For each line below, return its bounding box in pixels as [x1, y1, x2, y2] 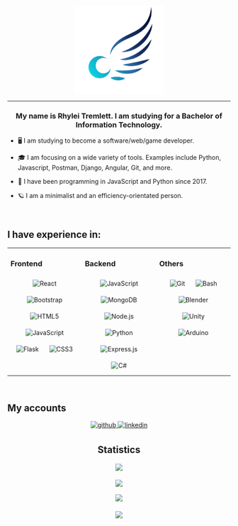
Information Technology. [75, 119, 163, 129]
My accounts [7, 402, 67, 415]
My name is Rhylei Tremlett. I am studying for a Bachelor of [15, 111, 223, 121]
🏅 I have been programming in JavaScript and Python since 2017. [17, 177, 208, 186]
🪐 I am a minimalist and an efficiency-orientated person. [17, 192, 183, 200]
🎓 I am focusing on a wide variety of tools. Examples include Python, [17, 153, 222, 162]
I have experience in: [7, 229, 101, 241]
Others [159, 258, 184, 268]
